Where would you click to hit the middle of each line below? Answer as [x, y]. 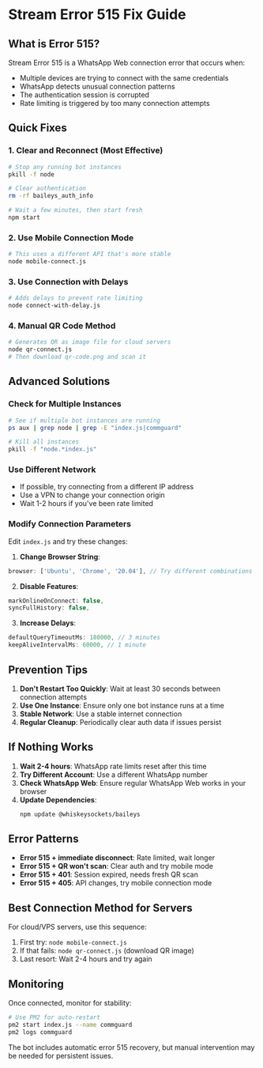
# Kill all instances [44, 442]
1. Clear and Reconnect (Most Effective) [86, 150]
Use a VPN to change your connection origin [92, 495]
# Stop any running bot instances [65, 167]
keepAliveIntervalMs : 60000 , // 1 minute [77, 645]
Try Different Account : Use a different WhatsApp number [113, 774]
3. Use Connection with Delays [68, 281]
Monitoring [36, 984]
